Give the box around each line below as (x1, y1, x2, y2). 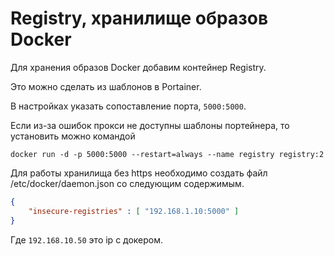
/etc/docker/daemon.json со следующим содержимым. (10, 177, 245, 189)
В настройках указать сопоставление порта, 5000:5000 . (10, 100, 247, 112)
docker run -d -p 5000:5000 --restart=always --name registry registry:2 (10, 149, 325, 159)
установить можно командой (10, 130, 136, 142)
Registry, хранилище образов (10, 7, 269, 30)
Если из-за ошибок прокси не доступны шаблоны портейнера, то (10, 119, 290, 131)
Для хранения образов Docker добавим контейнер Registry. (10, 61, 267, 73)
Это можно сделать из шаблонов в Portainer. (10, 80, 202, 92)
